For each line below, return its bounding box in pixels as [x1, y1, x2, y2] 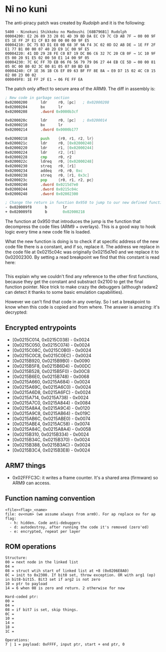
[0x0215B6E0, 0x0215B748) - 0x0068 [12, 373, 90, 379]
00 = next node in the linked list [5, 560, 79, 565]
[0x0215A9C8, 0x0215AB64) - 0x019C [12, 410, 90, 416]
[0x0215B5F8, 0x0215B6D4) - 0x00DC [12, 363, 91, 369]
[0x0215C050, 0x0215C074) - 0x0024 [12, 342, 90, 348]
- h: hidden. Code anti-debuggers [9, 520, 81, 525]
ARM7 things [5, 462, 46, 470]
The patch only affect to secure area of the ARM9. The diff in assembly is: [5, 86, 156, 92]
